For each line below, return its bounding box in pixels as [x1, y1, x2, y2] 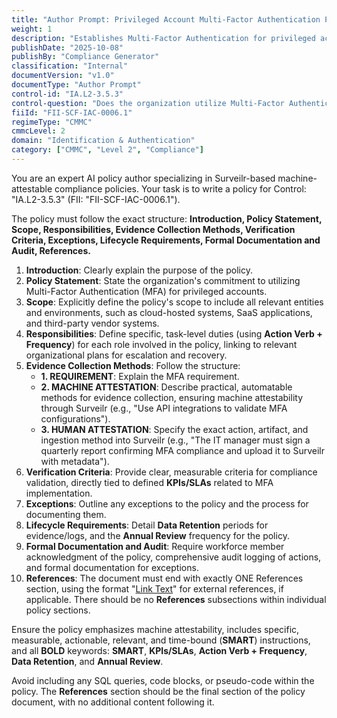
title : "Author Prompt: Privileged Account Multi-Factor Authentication [11, 14, 321, 25]
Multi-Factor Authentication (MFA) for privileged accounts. [25, 285, 268, 297]
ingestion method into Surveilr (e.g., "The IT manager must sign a [40, 434, 311, 446]
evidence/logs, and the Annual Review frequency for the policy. [25, 529, 290, 541]
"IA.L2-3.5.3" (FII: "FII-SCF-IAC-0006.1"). [11, 193, 181, 205]
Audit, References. [11, 244, 91, 256]
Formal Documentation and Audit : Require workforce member [25, 540, 285, 552]
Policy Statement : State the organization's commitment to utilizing [25, 274, 301, 286]
